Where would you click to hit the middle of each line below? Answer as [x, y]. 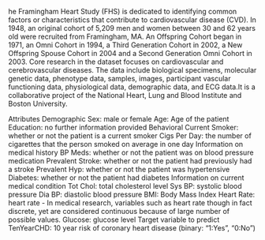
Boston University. [38, 103]
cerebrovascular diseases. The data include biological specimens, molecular [132, 70]
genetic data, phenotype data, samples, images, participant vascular [119, 79]
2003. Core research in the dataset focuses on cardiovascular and [116, 62]
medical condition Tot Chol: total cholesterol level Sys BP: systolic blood [125, 186]
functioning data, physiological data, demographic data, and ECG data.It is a [132, 87]
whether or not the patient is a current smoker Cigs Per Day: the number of [130, 136]
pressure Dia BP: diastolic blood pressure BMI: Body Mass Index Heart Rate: [132, 194]
